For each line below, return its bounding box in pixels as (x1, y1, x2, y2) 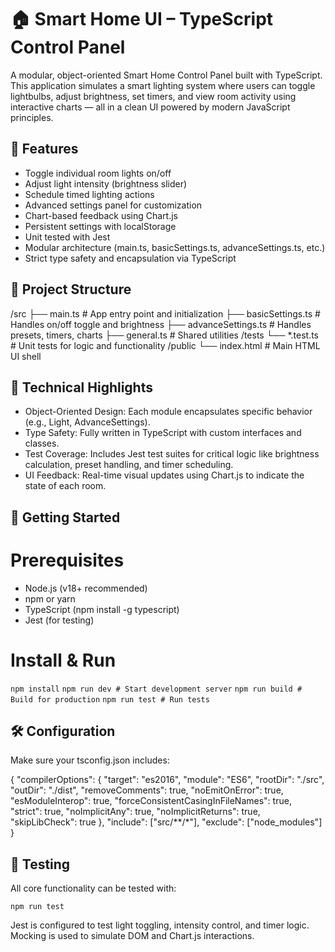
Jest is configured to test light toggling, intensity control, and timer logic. (10, 919, 310, 931)
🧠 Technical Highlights (10, 379, 153, 396)
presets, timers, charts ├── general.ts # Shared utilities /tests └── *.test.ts (10, 329, 319, 341)
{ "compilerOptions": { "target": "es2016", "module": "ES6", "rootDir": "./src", (10, 774, 325, 786)
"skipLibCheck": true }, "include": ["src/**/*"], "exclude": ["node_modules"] (10, 816, 323, 828)
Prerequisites (10, 549, 125, 571)
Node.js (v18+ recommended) (24, 582, 148, 594)
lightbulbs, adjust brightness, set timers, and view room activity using (10, 90, 297, 102)
